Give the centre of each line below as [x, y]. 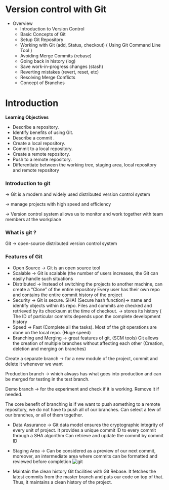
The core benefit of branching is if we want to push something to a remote [83, 404]
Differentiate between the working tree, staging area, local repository [85, 165]
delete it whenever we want [34, 364]
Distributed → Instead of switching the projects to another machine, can [88, 284]
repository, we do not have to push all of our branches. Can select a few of [83, 409]
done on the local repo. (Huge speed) [52, 332]
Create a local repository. [39, 143]
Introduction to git [28, 183]
